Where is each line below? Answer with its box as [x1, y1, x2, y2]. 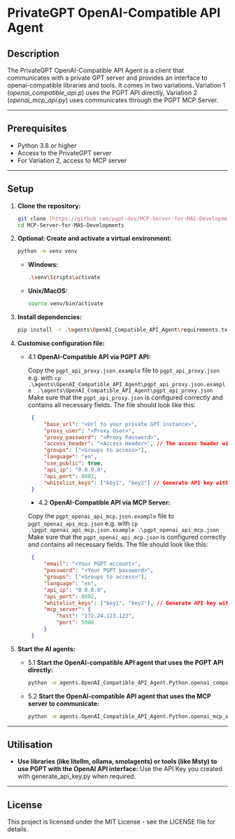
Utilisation [7, 738, 53, 750]
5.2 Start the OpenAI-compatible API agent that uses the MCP [27, 691, 211, 700]
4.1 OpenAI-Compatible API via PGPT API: [27, 352, 152, 361]
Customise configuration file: [17, 339, 105, 347]
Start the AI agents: [17, 644, 76, 653]
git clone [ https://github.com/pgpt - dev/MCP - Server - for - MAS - [17, 215, 200, 222]
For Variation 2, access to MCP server [17, 156, 127, 164]
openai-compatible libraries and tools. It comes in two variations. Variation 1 [7, 81, 226, 89]
